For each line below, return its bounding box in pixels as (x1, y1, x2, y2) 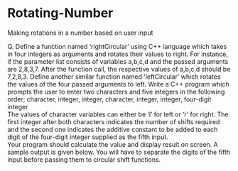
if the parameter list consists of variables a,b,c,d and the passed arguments (7, 57, 229, 65)
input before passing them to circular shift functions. (7, 155, 161, 164)
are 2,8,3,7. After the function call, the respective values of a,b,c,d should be (7, 65, 231, 73)
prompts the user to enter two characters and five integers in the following (7, 87, 225, 96)
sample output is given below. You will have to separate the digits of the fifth (7, 148, 231, 156)
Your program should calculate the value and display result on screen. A (7, 140, 218, 148)
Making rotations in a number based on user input (7, 28, 153, 37)
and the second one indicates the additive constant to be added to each (7, 125, 218, 133)
